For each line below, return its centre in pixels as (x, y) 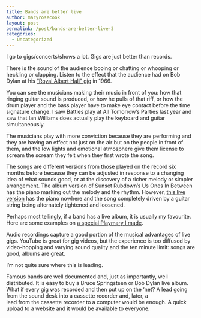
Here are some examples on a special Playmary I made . (75, 223)
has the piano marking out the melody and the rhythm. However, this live (96, 192)
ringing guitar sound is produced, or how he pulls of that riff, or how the (94, 99)
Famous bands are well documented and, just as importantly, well (87, 277)
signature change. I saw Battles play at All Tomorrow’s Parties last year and (99, 112)
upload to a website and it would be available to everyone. (78, 308)
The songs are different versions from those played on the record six (91, 166)
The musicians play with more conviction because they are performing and (99, 136)
